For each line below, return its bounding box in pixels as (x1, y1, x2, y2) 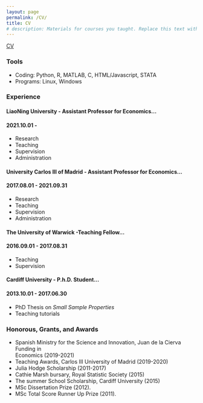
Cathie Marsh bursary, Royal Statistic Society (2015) (14, 370, 145, 378)
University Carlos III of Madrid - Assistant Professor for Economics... (6, 168, 183, 175)
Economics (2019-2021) (14, 352, 74, 359)
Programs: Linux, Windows (14, 77, 82, 85)
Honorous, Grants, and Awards (6, 325, 98, 333)
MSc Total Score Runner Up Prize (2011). (14, 390, 117, 397)
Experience (6, 93, 40, 101)
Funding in (14, 345, 42, 352)
